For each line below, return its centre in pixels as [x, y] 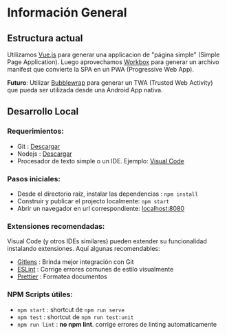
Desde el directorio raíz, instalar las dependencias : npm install [107, 194]
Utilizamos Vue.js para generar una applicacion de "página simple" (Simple [113, 54]
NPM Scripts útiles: [40, 294]
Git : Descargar [39, 146]
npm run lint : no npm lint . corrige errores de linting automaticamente [117, 324]
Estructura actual [45, 38]
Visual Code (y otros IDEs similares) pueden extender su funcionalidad [107, 241]
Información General [67, 13]
